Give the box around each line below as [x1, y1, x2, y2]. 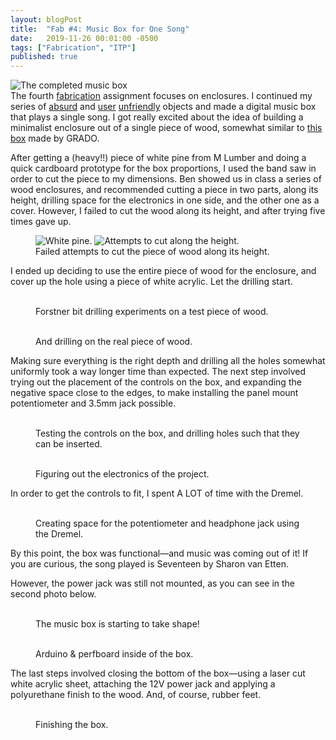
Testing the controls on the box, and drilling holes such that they [35, 427, 300, 440]
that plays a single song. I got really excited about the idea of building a [10, 111, 304, 123]
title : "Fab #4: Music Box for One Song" [10, 24, 190, 34]
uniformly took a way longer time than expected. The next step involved [10, 366, 307, 378]
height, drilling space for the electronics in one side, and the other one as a [10, 194, 320, 206]
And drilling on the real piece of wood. [35, 336, 193, 348]
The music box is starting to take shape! [35, 618, 200, 630]
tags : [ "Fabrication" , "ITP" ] [10, 42, 137, 53]
